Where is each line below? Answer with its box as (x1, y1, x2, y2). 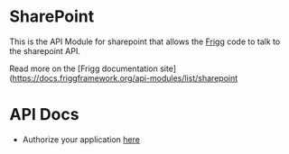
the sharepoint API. (9, 45, 81, 56)
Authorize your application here (22, 133, 140, 145)
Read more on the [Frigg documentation (9, 63, 158, 74)
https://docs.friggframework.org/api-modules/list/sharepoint (12, 72, 238, 83)
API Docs (9, 104, 79, 125)
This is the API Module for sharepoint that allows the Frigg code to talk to (9, 36, 281, 47)
